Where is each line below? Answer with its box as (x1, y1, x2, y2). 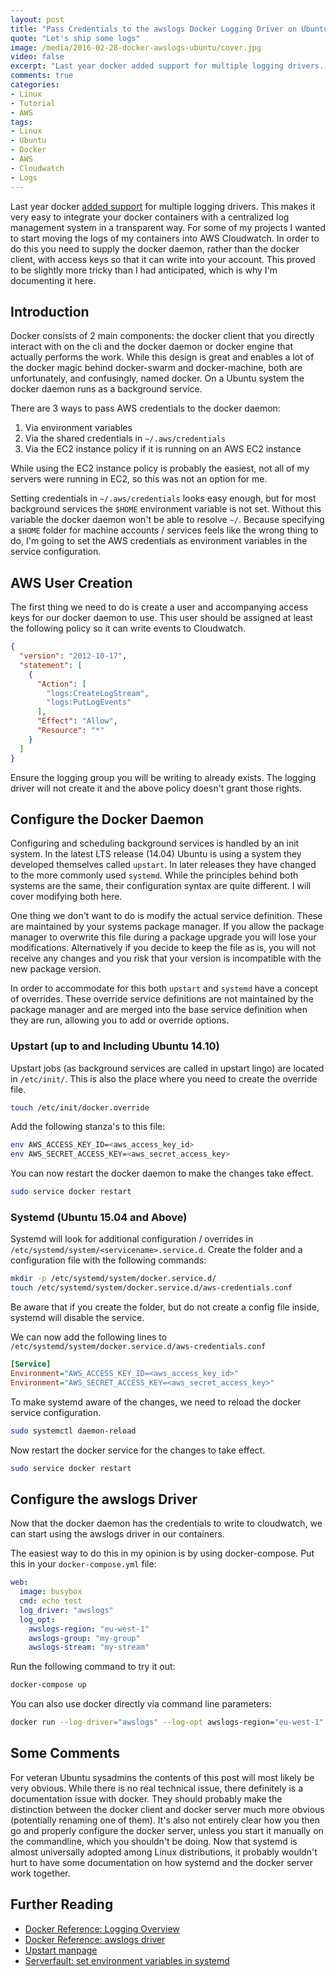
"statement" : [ (19, 660, 83, 670)
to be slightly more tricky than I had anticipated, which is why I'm (10, 264, 278, 276)
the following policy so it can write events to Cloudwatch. (10, 622, 246, 635)
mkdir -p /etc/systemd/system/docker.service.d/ (10, 1274, 217, 1284)
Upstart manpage (24, 1944, 98, 1956)
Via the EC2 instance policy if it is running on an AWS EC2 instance (24, 443, 302, 455)
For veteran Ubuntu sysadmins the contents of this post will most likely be (10, 1771, 315, 1783)
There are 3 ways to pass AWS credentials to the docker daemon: (10, 402, 281, 415)
